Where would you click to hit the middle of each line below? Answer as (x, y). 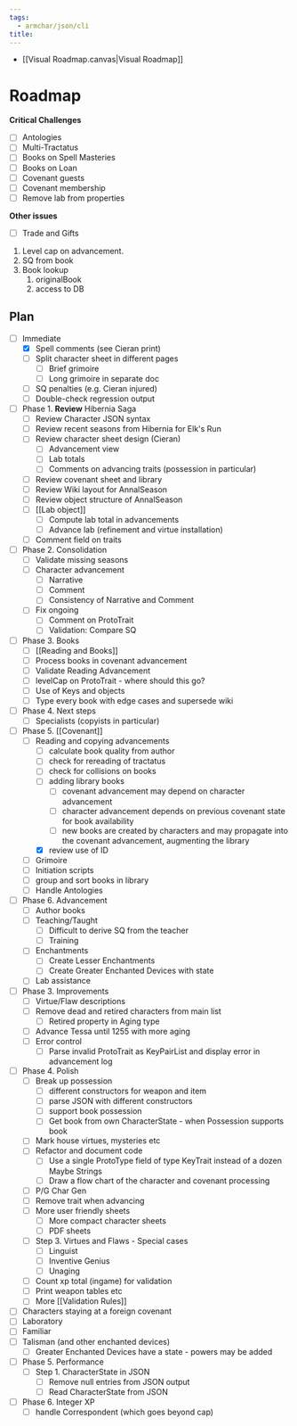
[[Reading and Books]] (76, 650)
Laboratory (42, 1322)
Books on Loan (49, 168)
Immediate (41, 338)
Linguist (63, 1250)
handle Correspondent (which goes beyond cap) (124, 1412)
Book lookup (45, 269)
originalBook (58, 279)
